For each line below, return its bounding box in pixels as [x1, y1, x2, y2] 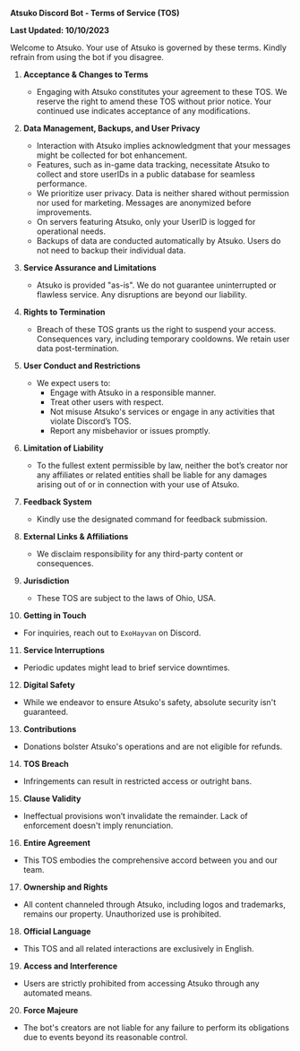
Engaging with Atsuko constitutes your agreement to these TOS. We [36, 87, 287, 97]
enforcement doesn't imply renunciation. [22, 820, 174, 831]
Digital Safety [22, 680, 75, 690]
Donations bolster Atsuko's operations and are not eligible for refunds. [22, 741, 283, 752]
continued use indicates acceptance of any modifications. [36, 106, 251, 116]
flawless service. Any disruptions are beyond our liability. [36, 289, 247, 299]
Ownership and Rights [22, 882, 108, 892]
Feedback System [22, 496, 92, 507]
